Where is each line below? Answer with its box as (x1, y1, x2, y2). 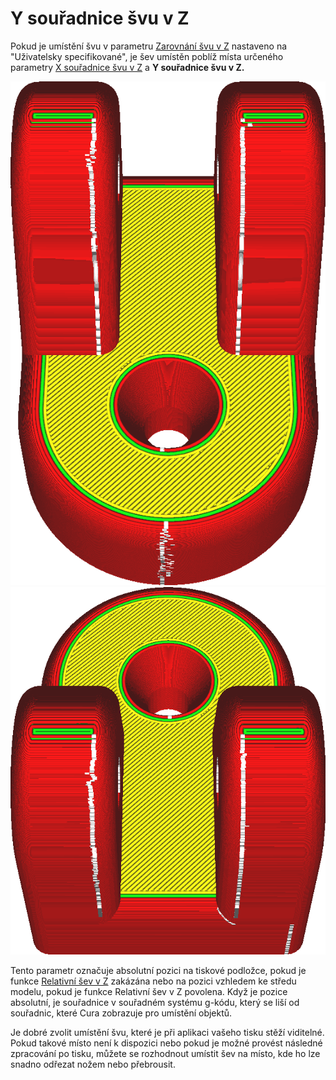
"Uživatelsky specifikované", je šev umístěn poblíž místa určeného (10, 50, 284, 62)
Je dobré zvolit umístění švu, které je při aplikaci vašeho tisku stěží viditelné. (10, 1026, 325, 1038)
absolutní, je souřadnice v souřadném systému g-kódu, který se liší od (10, 996, 300, 1008)
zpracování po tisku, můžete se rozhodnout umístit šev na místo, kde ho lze (10, 1047, 321, 1059)
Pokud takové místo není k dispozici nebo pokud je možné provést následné (10, 1037, 323, 1049)
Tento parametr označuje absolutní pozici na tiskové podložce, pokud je (10, 964, 307, 976)
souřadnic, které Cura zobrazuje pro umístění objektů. (10, 1007, 233, 1019)
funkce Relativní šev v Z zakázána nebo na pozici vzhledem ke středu (10, 975, 297, 987)
